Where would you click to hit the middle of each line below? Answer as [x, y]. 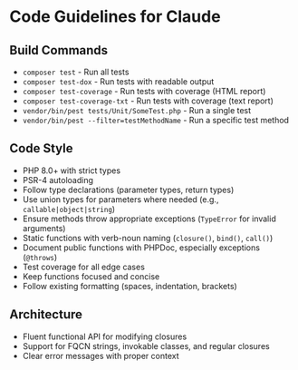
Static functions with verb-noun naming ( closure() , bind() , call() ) [148, 238]
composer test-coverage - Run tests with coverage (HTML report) [144, 91]
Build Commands [59, 50]
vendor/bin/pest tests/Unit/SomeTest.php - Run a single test [137, 110]
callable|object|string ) [69, 209]
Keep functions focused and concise [91, 276]
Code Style [41, 148]
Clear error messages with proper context [101, 355]
